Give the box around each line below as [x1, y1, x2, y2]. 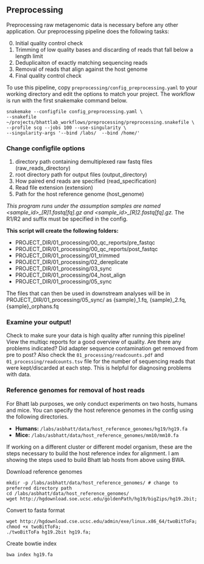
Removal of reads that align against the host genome [15, 65, 148, 73]
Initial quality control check [15, 39, 83, 46]
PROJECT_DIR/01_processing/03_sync [15, 265, 113, 273]
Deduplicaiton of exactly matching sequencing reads [15, 59, 148, 66]
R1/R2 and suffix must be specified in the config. [6, 215, 128, 222]
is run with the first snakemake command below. [6, 97, 128, 104]
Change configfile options [6, 144, 85, 152]
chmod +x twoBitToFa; [6, 524, 62, 530]
